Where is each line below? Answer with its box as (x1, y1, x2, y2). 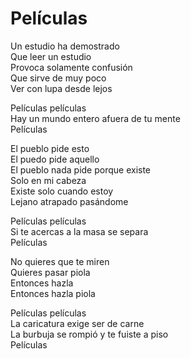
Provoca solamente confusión (10, 61, 133, 73)
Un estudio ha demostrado (10, 40, 120, 52)
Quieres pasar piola (10, 266, 91, 278)
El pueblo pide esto (10, 142, 90, 154)
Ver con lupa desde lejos (10, 82, 113, 94)
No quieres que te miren (10, 255, 110, 267)
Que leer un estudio (10, 50, 92, 62)
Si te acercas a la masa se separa (10, 225, 149, 237)
